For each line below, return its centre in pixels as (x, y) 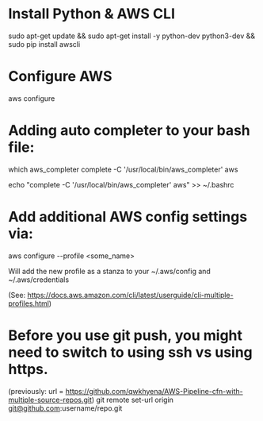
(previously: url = (36, 391)
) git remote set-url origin (133, 400)
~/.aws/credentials (39, 280)
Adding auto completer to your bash (130, 131)
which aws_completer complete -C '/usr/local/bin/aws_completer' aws (123, 169)
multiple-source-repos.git (50, 400)
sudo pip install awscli (44, 44)
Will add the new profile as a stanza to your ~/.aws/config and (110, 271)
